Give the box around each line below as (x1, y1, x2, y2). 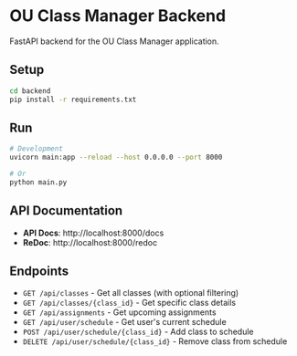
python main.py (9, 177, 68, 187)
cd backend (9, 86, 51, 96)
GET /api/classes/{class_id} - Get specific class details (22, 298, 236, 309)
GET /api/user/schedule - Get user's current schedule (22, 317, 227, 328)
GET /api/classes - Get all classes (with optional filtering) (22, 288, 239, 298)
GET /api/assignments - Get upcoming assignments (22, 307, 217, 318)
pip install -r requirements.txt (9, 95, 137, 104)
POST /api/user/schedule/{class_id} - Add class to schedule (22, 326, 254, 338)
